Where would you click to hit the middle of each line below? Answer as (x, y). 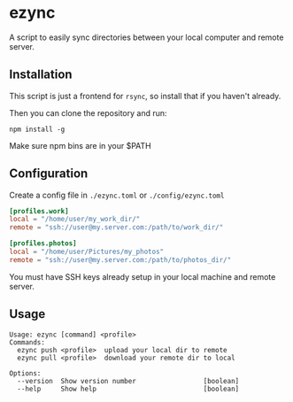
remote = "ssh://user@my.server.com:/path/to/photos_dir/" (120, 259)
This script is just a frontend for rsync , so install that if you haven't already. (145, 96)
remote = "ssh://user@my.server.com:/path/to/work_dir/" (116, 228)
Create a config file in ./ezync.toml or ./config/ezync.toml (117, 195)
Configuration (49, 174)
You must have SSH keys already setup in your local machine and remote (143, 276)
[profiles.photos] (43, 244)
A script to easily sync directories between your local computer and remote (146, 37)
